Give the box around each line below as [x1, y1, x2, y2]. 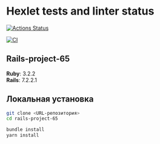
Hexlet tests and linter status [6, 4, 155, 18]
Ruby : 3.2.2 [6, 70, 36, 77]
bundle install [6, 126, 45, 133]
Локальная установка [6, 94, 94, 105]
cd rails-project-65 [6, 115, 59, 122]
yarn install [6, 132, 39, 139]
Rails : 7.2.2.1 [6, 76, 38, 83]
